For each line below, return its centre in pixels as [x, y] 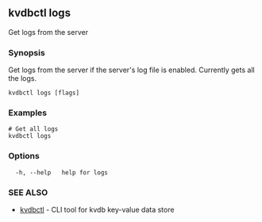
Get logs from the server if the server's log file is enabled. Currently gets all [132, 70]
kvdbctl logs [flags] [44, 93]
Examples [28, 113]
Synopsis [27, 52]
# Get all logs [33, 129]
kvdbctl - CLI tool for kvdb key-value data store [97, 210]
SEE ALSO [28, 192]
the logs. [23, 78]
